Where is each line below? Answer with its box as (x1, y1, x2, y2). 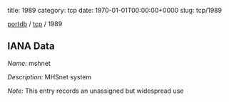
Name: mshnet (7, 59, 51, 67)
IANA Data (7, 40, 55, 52)
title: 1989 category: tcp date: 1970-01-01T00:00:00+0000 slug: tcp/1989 (7, 6, 223, 14)
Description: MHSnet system (7, 72, 92, 81)
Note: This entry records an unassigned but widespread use (7, 86, 184, 95)
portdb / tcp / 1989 (7, 20, 63, 28)
